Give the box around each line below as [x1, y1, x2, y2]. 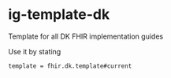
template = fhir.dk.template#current [8, 61, 132, 70]
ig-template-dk [8, 6, 110, 24]
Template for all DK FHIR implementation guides [8, 32, 164, 41]
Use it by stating [8, 46, 61, 56]
